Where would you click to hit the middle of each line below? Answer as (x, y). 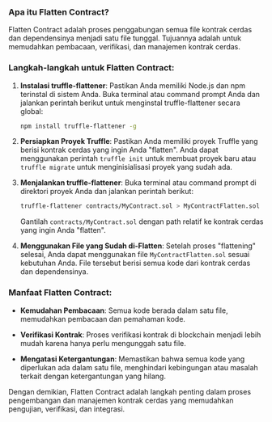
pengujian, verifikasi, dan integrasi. (67, 409)
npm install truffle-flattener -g (78, 126)
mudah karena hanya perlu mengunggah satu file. (103, 343)
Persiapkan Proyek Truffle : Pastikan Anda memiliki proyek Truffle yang (139, 141)
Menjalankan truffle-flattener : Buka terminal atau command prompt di (138, 183)
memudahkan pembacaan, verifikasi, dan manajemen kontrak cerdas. (125, 47)
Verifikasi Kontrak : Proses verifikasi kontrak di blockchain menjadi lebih (140, 335)
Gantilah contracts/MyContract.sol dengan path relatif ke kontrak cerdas (142, 222)
